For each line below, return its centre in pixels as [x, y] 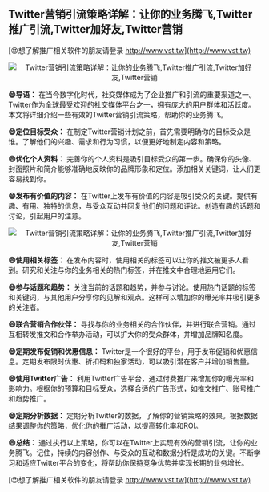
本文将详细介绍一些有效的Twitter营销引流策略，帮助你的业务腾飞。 [118, 114]
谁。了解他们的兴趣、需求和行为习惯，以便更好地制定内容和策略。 [117, 141]
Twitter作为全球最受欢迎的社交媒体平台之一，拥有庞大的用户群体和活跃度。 [132, 104]
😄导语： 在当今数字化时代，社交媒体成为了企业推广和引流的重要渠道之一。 [132, 94]
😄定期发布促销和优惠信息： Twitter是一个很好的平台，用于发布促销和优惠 [130, 351]
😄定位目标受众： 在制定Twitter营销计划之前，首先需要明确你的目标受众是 [130, 132]
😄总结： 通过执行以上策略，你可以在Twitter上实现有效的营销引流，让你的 [130, 442]
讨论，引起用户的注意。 [47, 216]
